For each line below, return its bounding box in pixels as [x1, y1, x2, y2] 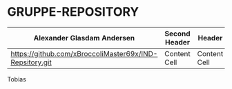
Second [164, 29, 191, 38]
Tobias [7, 75, 26, 83]
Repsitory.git [10, 58, 52, 67]
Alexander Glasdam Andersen [33, 33, 135, 42]
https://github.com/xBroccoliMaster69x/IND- [10, 49, 158, 58]
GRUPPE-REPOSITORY [7, 4, 139, 20]
